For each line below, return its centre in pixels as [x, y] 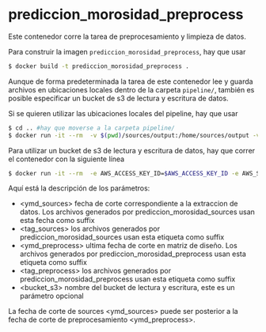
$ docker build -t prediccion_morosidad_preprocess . [99, 66]
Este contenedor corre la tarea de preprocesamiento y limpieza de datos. [127, 36]
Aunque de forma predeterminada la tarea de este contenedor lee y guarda [131, 81]
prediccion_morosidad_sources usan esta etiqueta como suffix [122, 237]
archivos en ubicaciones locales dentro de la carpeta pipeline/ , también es [131, 89]
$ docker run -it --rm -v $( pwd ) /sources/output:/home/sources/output [129, 135]
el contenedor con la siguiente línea [66, 159]
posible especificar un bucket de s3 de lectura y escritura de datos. [118, 98]
